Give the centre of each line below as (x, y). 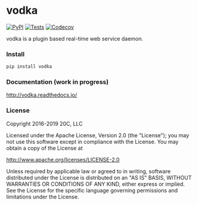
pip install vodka (29, 67)
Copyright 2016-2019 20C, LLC (44, 123)
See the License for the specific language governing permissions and (92, 190)
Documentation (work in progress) (58, 82)
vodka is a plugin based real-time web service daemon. (75, 38)
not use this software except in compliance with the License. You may (92, 141)
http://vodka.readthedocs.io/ (42, 95)
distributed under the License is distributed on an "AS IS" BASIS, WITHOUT (99, 177)
